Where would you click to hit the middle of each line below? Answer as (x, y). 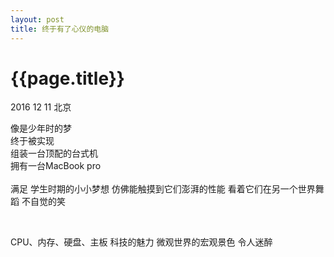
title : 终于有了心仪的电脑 (60, 29)
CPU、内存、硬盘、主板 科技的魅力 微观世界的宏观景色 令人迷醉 (141, 242)
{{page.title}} (67, 78)
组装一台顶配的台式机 (54, 153)
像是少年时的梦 (41, 128)
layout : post (37, 19)
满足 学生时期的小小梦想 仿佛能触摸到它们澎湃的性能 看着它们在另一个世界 (163, 189)
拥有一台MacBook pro (56, 166)
